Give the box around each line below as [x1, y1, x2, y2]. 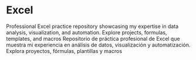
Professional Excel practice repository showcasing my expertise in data [6, 23, 179, 30]
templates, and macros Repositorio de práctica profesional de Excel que [6, 35, 180, 42]
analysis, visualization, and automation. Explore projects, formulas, [6, 29, 167, 36]
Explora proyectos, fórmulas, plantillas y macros [6, 47, 122, 54]
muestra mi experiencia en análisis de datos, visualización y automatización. [6, 41, 191, 48]
